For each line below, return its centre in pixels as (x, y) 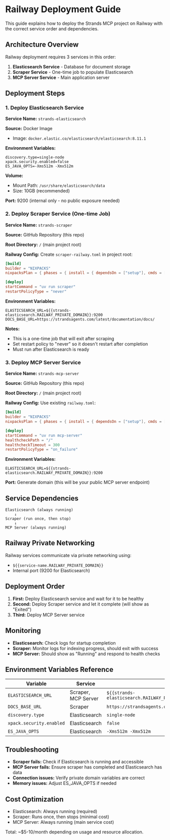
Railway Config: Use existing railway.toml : (51, 403)
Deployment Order (35, 587)
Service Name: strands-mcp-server (42, 374)
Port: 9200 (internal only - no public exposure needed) (62, 201)
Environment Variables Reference (59, 669)
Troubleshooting (32, 750)
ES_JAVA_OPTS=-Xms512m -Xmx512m (39, 166)
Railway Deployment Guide (63, 9)
